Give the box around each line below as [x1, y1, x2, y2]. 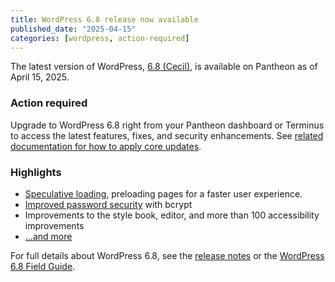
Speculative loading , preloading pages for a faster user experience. [24, 187, 303, 200]
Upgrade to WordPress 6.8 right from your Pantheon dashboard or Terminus [10, 119, 325, 131]
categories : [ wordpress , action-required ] [10, 33, 190, 43]
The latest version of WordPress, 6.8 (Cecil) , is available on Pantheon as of [10, 61, 318, 73]
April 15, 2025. [10, 71, 70, 83]
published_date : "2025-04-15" [10, 24, 137, 34]
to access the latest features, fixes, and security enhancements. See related [10, 129, 324, 141]
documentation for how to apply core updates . [10, 140, 202, 152]
